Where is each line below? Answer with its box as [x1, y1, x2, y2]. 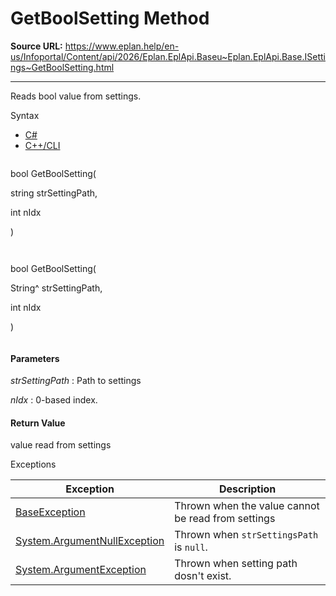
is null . [174, 540, 208, 554]
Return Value [10, 417, 66, 429]
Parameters [10, 352, 60, 364]
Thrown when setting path [174, 557, 298, 571]
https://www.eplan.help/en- [64, 40, 180, 52]
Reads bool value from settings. [10, 90, 142, 102]
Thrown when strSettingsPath [174, 528, 319, 542]
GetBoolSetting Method [10, 7, 210, 30]
